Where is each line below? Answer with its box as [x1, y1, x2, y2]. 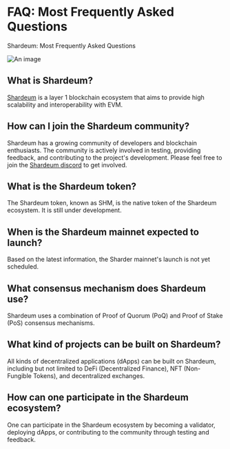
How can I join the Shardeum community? [7, 121, 190, 132]
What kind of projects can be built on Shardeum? [7, 339, 221, 351]
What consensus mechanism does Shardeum [7, 282, 207, 294]
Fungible [7, 371, 32, 379]
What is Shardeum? [7, 75, 93, 87]
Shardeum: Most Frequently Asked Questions [7, 41, 136, 50]
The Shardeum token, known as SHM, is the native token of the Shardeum [7, 199, 217, 207]
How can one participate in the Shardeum [7, 392, 189, 404]
